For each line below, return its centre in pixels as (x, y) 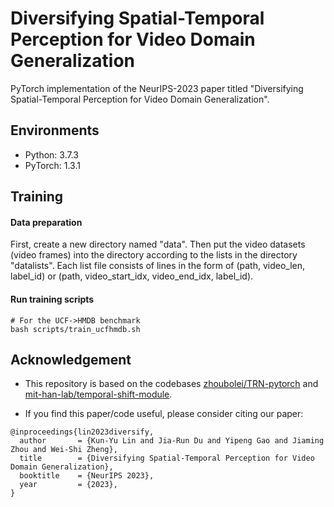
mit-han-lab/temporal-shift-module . (98, 394)
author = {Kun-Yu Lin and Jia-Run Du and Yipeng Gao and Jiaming (172, 441)
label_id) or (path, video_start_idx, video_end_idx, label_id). (132, 276)
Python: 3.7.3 (51, 154)
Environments (55, 130)
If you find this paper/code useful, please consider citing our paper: (164, 414)
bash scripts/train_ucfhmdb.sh (75, 329)
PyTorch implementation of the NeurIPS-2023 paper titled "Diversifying (157, 88)
